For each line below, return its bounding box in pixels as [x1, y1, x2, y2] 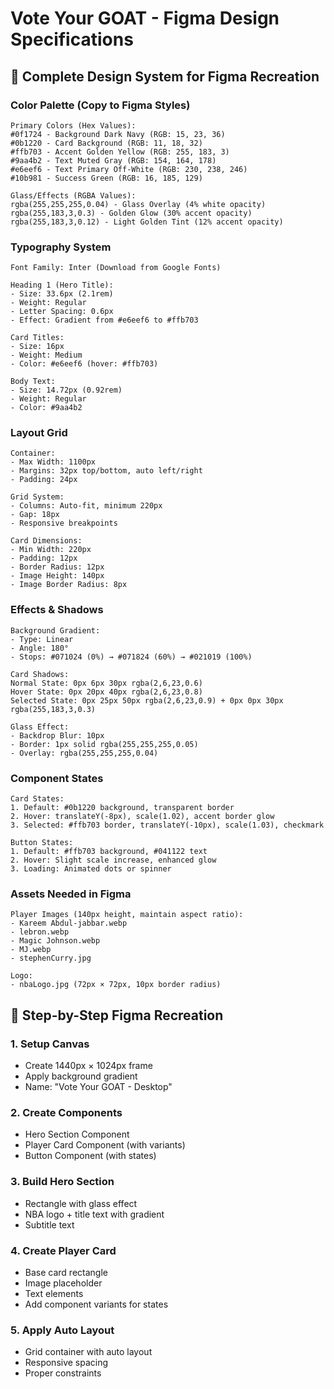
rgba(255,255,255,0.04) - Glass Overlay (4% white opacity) [10, 199, 267, 209]
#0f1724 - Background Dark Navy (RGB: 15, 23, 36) [10, 129, 226, 139]
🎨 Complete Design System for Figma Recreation [10, 68, 320, 85]
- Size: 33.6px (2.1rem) [10, 289, 114, 299]
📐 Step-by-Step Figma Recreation [10, 1007, 224, 1024]
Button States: [10, 838, 74, 848]
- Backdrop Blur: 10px [10, 730, 105, 741]
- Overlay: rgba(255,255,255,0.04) [10, 748, 159, 758]
